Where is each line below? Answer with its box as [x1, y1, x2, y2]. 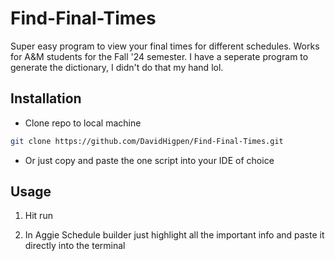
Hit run [24, 210, 53, 222]
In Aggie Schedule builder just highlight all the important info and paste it [24, 229, 325, 241]
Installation [10, 90, 82, 107]
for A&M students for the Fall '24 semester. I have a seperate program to [10, 50, 309, 62]
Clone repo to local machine [24, 117, 142, 129]
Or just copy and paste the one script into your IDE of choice [24, 154, 275, 166]
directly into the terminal [24, 240, 126, 252]
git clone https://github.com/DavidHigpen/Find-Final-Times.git [10, 136, 284, 146]
